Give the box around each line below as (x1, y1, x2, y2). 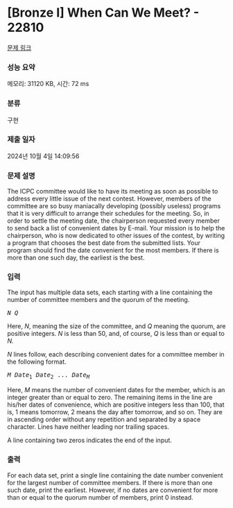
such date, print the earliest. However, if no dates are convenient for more (7, 486, 218, 494)
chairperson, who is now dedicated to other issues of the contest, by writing (7, 231, 225, 240)
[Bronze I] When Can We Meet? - (7, 5, 200, 21)
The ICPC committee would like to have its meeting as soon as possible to (7, 187, 218, 196)
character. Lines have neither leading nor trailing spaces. (7, 423, 170, 431)
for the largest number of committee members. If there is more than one (7, 478, 213, 486)
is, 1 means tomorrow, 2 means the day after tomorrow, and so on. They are (7, 408, 223, 416)
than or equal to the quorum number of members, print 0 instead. (7, 493, 193, 501)
